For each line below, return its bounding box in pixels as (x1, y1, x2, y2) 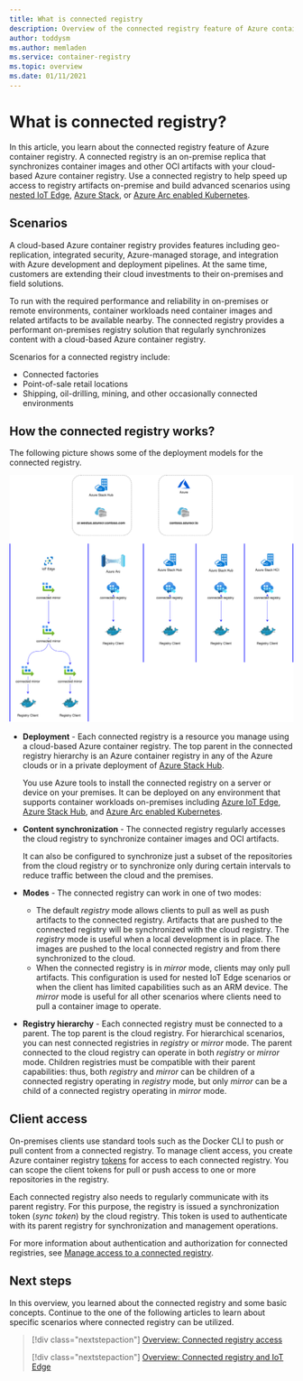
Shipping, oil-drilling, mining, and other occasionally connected (22, 388, 258, 399)
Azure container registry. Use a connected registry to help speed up (34, 170, 288, 181)
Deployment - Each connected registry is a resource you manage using (22, 731, 290, 742)
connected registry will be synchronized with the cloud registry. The (35, 923, 290, 934)
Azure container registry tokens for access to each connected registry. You (9, 1154, 289, 1165)
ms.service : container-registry (9, 52, 131, 62)
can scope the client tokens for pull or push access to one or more (9, 1164, 257, 1175)
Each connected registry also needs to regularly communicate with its (9, 1191, 269, 1202)
